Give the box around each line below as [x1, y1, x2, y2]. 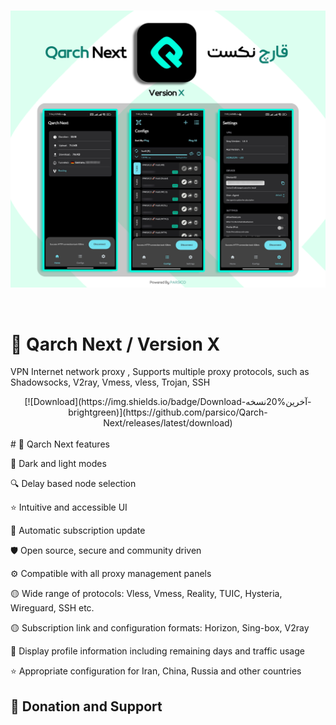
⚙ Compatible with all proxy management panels [10, 568, 212, 580]
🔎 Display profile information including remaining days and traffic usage [10, 645, 305, 657]
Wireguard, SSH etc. [10, 602, 95, 614]
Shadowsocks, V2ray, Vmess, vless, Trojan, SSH [10, 376, 211, 389]
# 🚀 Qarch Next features [10, 438, 110, 450]
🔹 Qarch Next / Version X [10, 333, 221, 355]
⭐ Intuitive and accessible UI [10, 501, 128, 514]
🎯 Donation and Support [10, 698, 163, 715]
